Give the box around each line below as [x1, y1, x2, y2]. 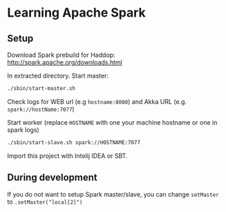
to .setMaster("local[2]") [7, 197, 83, 206]
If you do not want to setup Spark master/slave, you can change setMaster [7, 190, 219, 198]
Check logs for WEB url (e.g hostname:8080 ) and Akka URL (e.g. [7, 97, 187, 105]
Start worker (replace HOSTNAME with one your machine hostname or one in [7, 118, 218, 126]
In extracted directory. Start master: [7, 71, 109, 80]
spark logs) [7, 125, 39, 134]
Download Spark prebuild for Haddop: [7, 51, 115, 59]
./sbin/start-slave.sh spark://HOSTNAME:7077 [7, 139, 140, 146]
